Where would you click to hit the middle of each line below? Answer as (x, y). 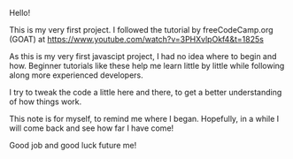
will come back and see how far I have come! (92, 128)
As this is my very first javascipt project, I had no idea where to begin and (143, 56)
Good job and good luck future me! (73, 145)
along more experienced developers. (76, 75)
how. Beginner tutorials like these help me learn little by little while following (147, 66)
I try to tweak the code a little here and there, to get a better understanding (146, 92)
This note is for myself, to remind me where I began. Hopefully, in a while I (144, 119)
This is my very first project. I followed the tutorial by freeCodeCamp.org (141, 30)
